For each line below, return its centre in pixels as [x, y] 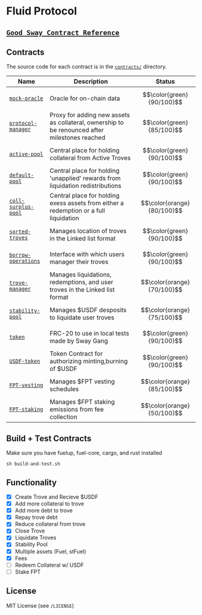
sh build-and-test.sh [33, 464]
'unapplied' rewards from [85, 178]
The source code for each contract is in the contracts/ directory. [87, 67]
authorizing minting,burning [89, 361]
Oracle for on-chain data [85, 99]
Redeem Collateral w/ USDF [49, 565]
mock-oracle [26, 98]
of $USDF [63, 369]
